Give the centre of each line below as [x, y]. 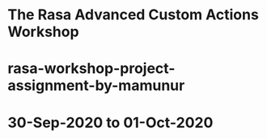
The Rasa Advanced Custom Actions [133, 15]
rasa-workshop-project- [91, 69]
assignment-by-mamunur [96, 86]
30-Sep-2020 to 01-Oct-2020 [110, 123]
